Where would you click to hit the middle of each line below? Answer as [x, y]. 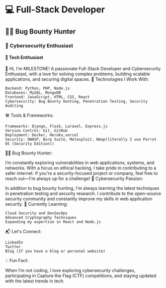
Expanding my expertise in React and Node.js [53, 222]
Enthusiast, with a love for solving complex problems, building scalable [78, 74]
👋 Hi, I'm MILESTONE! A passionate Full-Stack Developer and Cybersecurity [83, 68]
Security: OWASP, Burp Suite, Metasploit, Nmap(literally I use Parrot [81, 139]
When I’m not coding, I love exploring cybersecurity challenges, [70, 270]
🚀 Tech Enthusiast [24, 57]
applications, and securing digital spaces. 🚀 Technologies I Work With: [77, 79]
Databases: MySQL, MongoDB [33, 93]
